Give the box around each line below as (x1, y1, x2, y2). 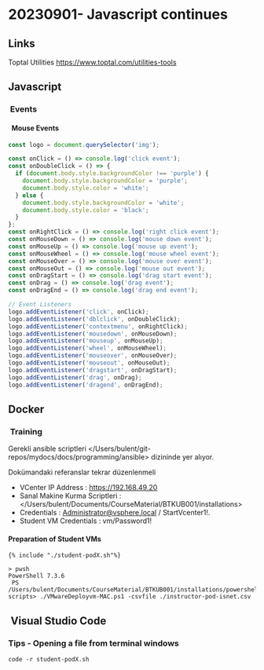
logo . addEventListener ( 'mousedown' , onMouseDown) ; (8, 330, 178, 338)
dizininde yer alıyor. (150, 452, 214, 462)
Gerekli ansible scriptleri (8, 444, 86, 453)
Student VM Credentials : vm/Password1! (19, 516, 152, 525)
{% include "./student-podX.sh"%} (8, 551, 122, 559)
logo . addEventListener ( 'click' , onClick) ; (8, 308, 149, 316)
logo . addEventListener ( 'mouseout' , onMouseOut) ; (8, 359, 170, 367)
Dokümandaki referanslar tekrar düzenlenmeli (8, 467, 156, 477)
